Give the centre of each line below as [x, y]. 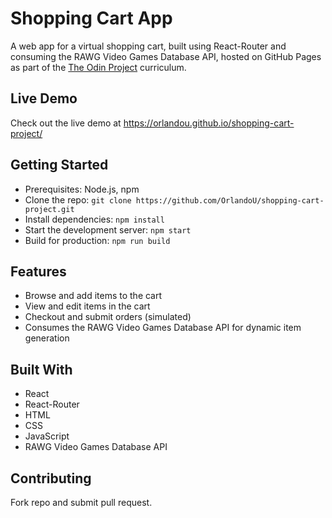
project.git [49, 209]
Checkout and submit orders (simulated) [108, 317]
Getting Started [59, 165]
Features [38, 271]
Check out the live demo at [66, 123]
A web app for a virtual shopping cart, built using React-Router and [148, 46]
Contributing [51, 478]
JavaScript [47, 436]
